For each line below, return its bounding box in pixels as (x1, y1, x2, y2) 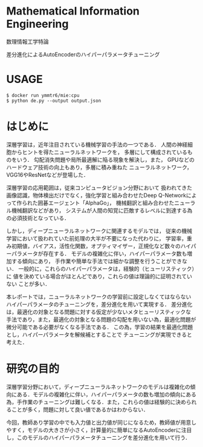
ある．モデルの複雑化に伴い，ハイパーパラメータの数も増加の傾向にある (16, 391, 196, 398)
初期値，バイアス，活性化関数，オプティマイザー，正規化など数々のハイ (11, 242, 192, 250)
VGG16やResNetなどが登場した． (6, 171, 89, 178)
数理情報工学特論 (6, 38, 49, 45)
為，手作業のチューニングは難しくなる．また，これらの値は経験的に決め (6, 398, 186, 405)
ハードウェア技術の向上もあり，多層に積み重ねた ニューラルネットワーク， (6, 164, 192, 171)
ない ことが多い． (6, 280, 50, 287)
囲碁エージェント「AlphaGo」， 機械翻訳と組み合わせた (37, 199, 175, 207)
